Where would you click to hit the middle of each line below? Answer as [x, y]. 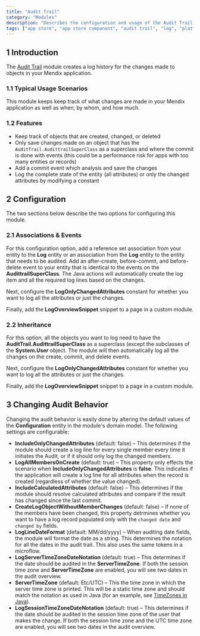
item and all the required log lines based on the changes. [76, 280]
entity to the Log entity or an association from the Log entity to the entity [95, 254]
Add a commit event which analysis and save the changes [86, 168]
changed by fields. [36, 525]
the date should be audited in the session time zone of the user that [98, 614]
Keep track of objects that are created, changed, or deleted [87, 136]
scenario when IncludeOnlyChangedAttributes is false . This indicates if [104, 469]
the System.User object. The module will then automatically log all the [93, 350]
